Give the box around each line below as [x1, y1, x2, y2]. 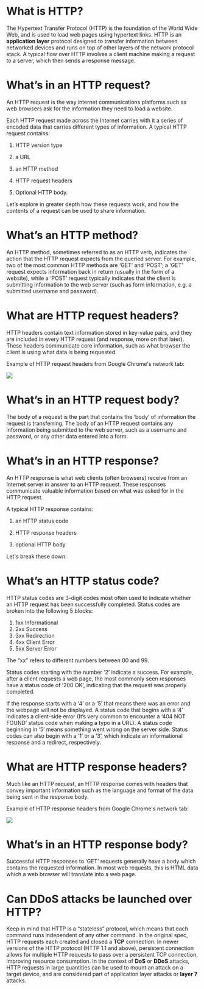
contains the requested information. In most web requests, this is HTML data [6, 864, 199, 871]
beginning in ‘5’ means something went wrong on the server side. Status [6, 726, 188, 733]
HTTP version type [15, 141, 63, 149]
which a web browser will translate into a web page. [6, 871, 137, 878]
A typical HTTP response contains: [6, 505, 94, 513]
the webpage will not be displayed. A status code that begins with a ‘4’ [6, 706, 184, 713]
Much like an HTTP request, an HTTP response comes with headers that [6, 780, 188, 787]
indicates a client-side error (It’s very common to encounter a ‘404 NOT [6, 712, 186, 720]
